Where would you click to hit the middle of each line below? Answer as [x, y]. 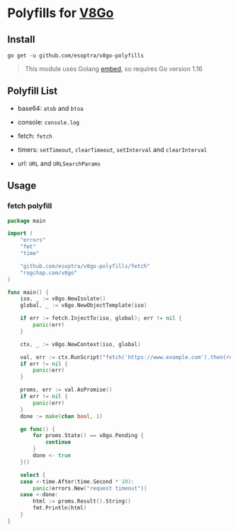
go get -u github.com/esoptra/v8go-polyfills [75, 55]
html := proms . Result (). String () [82, 501]
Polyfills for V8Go [61, 13]
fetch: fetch [35, 136]
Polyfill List [33, 91]
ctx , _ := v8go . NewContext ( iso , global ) [80, 344]
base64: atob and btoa [50, 108]
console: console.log [49, 122]
